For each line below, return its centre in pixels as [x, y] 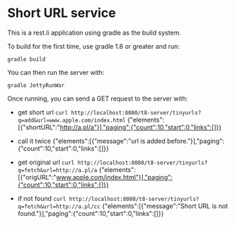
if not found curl [42, 198]
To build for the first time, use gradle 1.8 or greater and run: [94, 46]
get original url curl [46, 162]
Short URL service [62, 13]
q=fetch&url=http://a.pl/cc [59, 207]
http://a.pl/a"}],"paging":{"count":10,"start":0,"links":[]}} [141, 127]
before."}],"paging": [196, 141]
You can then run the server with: [56, 72]
